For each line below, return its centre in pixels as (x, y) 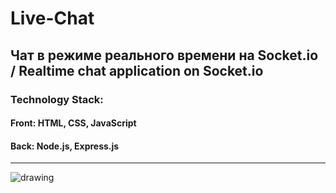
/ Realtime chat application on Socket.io (137, 70)
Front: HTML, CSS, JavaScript (73, 123)
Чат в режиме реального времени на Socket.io (164, 55)
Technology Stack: (57, 99)
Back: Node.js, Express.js (65, 146)
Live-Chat (52, 18)
